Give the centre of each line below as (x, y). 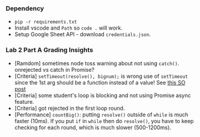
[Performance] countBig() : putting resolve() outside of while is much (101, 114)
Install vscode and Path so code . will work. (68, 28)
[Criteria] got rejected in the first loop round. (69, 108)
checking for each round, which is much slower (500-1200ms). (93, 127)
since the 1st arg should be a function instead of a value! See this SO (100, 82)
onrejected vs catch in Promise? (54, 69)
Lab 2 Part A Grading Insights (50, 50)
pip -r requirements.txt (46, 22)
